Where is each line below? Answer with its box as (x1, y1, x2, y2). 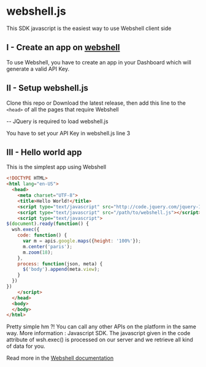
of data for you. (6, 342, 46, 350)
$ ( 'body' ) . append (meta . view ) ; (22, 267, 100, 273)
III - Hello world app (6, 147, 82, 157)
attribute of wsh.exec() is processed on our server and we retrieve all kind (6, 336, 193, 344)
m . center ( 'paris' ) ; (22, 243, 72, 249)
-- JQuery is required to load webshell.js (6, 118, 109, 125)
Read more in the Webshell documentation (6, 354, 114, 362)
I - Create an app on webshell (6, 42, 120, 53)
